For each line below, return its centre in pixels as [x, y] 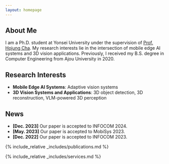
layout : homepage [24, 10]
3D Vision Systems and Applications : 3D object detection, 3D [78, 92]
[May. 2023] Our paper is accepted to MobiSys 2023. [69, 132]
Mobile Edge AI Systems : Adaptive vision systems [65, 87]
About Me [21, 31]
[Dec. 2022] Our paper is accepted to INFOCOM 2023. [70, 137]
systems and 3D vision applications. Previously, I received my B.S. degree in [85, 53]
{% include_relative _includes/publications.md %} [57, 147]
